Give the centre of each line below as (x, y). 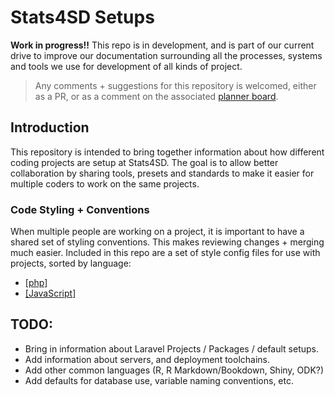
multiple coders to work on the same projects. (105, 183)
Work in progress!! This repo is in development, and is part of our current (162, 45)
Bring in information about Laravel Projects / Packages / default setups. (172, 348)
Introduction (50, 127)
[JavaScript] (50, 293)
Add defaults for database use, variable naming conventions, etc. (159, 380)
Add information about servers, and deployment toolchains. (147, 359)
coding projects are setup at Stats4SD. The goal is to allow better (144, 162)
